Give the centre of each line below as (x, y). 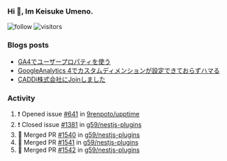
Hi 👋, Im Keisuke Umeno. (50, 11)
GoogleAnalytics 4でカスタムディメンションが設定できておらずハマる (118, 70)
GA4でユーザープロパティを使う (64, 61)
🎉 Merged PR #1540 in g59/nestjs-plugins (79, 135)
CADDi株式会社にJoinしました (62, 79)
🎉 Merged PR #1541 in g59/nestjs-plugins (78, 142)
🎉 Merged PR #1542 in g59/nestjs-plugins (79, 150)
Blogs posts (28, 45)
